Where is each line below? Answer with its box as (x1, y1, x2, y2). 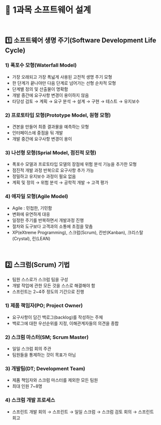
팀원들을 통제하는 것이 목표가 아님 (12, 352, 76, 358)
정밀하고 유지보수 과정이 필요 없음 (12, 174, 76, 180)
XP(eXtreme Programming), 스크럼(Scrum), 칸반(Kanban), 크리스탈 (12, 229, 143, 235)
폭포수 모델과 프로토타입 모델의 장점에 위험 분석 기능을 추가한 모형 (12, 162, 137, 167)
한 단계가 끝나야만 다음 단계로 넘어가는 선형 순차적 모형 (12, 80, 116, 86)
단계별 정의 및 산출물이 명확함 (12, 86, 68, 92)
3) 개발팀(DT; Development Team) (5, 365, 86, 372)
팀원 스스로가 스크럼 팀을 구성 (12, 277, 68, 283)
